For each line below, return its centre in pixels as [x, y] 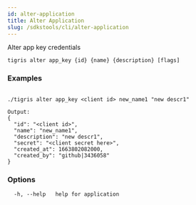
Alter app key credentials [44, 48]
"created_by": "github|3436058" [62, 155]
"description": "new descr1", [58, 137]
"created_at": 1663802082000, [58, 149]
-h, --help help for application [67, 194]
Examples [25, 78]
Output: [19, 112]
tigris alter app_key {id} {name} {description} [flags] [94, 61]
